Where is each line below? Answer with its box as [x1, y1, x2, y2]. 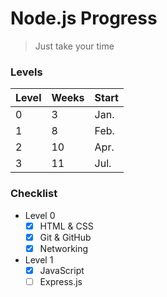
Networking [39, 242, 89, 254]
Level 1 [24, 253, 54, 266]
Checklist [10, 187, 58, 201]
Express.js [39, 275, 83, 287]
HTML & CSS [39, 220, 94, 232]
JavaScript [39, 264, 85, 276]
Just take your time [34, 40, 115, 52]
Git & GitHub [39, 231, 92, 243]
